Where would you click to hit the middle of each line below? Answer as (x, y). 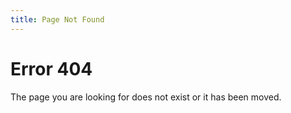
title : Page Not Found (57, 19)
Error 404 (51, 68)
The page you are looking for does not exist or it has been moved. (146, 97)
